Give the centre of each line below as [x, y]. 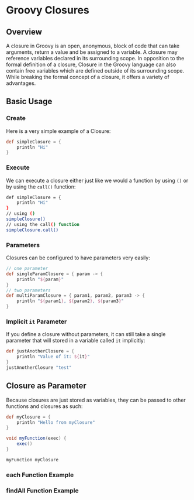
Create [16, 118]
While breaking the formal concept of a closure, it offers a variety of [88, 77]
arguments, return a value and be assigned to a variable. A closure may [92, 52]
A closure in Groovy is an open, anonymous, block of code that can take [93, 46]
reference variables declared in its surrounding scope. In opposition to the [95, 58]
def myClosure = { [28, 417]
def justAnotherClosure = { [40, 351]
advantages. [21, 83]
